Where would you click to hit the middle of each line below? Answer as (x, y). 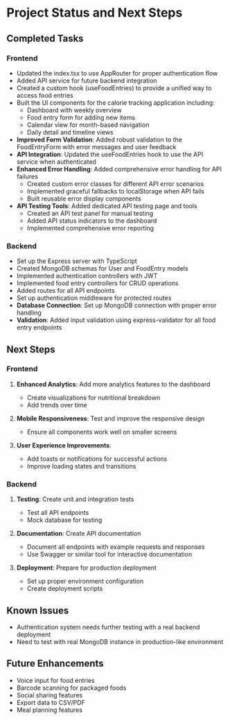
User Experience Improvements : (64, 445)
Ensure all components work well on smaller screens (102, 432)
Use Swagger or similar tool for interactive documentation (109, 554)
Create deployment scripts (65, 588)
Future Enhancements (55, 664)
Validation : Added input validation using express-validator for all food (116, 320)
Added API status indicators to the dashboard (92, 221)
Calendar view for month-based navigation (88, 125)
